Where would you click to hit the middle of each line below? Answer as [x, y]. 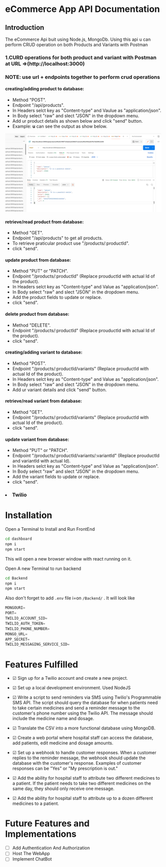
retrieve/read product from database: [45, 221]
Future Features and [48, 824]
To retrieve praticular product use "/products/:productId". [71, 243]
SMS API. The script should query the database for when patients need [85, 703]
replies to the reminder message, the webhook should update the [79, 758]
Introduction [25, 28]
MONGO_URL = [16, 634]
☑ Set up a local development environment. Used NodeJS [72, 688]
